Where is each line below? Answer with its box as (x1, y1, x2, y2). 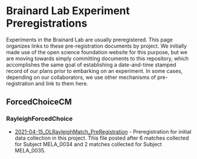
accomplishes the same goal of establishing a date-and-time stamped (6, 61, 176, 68)
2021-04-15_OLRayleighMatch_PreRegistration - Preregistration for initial (14, 128, 192, 135)
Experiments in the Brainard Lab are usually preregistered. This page (6, 36, 173, 43)
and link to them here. (35, 79, 88, 87)
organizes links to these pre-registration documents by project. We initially (6, 42, 187, 49)
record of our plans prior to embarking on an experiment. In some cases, (6, 67, 183, 74)
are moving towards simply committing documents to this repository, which (6, 55, 189, 62)
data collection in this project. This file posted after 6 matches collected (14, 134, 189, 141)
